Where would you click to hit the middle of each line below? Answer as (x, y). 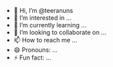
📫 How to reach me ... (45, 40)
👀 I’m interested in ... (42, 18)
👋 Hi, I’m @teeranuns (43, 11)
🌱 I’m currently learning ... (50, 25)
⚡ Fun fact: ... (32, 57)
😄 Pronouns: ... (36, 50)
